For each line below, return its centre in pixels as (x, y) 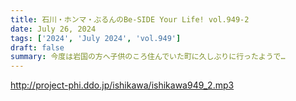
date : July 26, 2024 (53, 29)
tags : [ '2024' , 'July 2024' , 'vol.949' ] (96, 38)
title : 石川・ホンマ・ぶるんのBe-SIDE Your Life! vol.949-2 (130, 19)
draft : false (37, 47)
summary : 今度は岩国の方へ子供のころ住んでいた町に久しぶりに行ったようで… (148, 57)
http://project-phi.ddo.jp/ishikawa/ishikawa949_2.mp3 (122, 85)
